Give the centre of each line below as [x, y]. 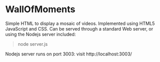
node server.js [33, 44]
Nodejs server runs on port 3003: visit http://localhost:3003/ [69, 54]
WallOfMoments [40, 9]
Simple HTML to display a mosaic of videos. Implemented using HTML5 [80, 23]
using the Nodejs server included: [41, 34]
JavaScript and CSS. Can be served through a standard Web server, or [79, 28]
